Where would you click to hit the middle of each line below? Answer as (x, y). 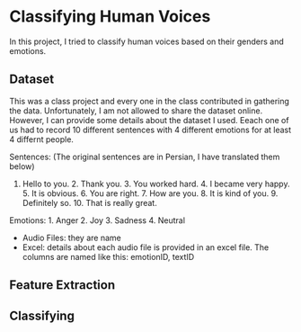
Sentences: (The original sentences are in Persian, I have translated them (145, 157)
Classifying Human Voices (110, 17)
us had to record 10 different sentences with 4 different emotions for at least (150, 130)
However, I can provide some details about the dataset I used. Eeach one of (149, 120)
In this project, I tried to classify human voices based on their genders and (147, 41)
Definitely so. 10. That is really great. (89, 202)
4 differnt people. (42, 139)
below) (22, 166)
